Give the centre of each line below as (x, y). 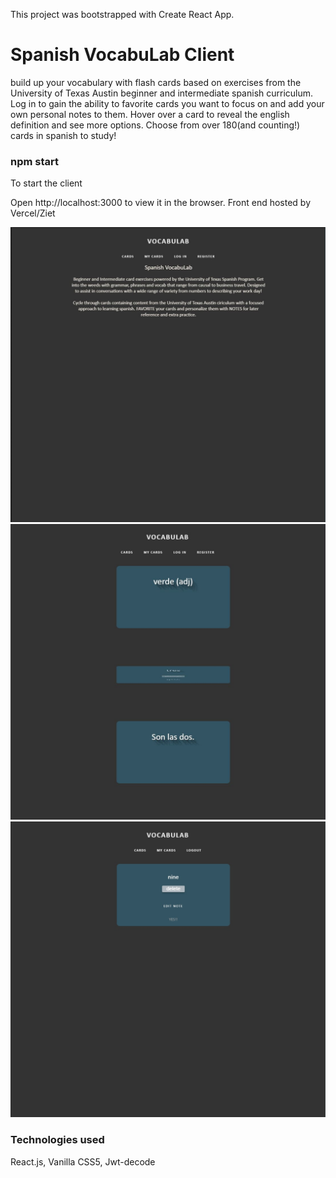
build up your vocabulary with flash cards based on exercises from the (156, 82)
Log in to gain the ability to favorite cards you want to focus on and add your (167, 103)
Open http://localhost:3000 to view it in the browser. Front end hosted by (161, 203)
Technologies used (57, 1140)
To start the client (46, 183)
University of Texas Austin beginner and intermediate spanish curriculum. (162, 93)
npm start (35, 161)
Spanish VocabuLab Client (122, 55)
